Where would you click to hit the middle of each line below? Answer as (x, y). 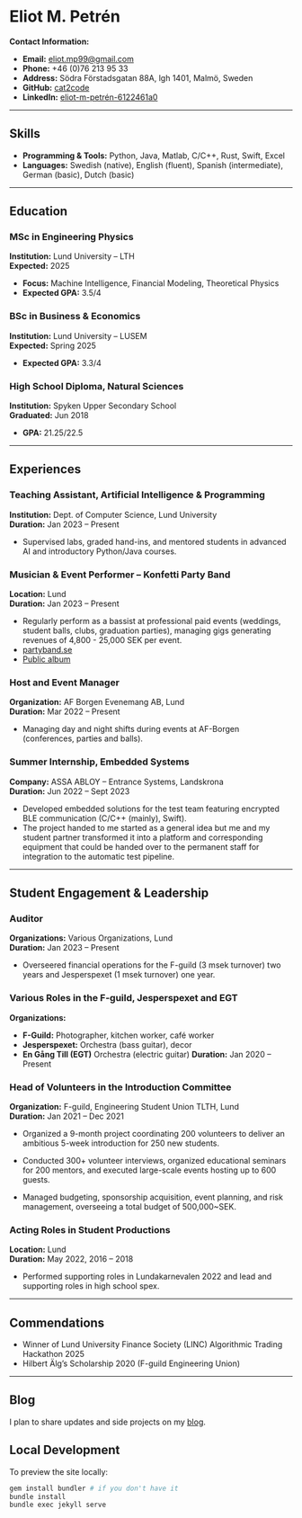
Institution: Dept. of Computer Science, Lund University (113, 514)
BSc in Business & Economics (75, 317)
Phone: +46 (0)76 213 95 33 (75, 68)
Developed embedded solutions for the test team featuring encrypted (151, 808)
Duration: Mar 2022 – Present (65, 711)
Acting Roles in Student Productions (90, 1229)
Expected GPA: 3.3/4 (62, 362)
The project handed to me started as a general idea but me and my (146, 827)
